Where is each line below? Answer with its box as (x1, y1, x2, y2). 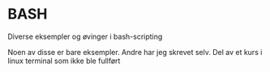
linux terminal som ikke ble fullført (7, 56, 121, 66)
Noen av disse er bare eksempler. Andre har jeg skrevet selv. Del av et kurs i (7, 47, 263, 57)
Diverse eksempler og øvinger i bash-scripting (7, 32, 163, 41)
